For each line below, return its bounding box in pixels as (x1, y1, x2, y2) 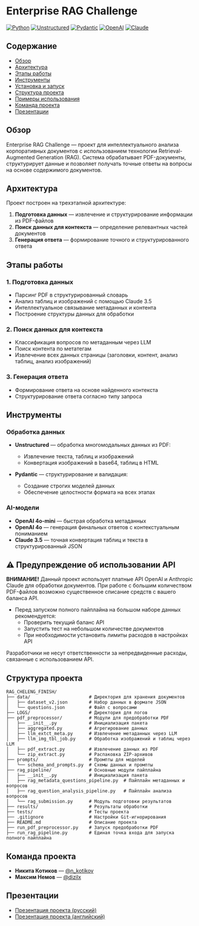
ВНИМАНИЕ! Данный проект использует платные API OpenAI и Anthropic (6, 576, 193, 583)
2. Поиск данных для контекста (6, 325, 103, 334)
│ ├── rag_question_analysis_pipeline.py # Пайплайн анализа (6, 788, 172, 794)
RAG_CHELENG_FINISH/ (6, 689, 58, 695)
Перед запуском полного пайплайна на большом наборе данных (14, 606, 181, 613)
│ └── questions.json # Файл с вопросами (6, 705, 137, 711)
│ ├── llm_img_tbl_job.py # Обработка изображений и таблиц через (6, 736, 191, 742)
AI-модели (6, 504, 40, 512)
